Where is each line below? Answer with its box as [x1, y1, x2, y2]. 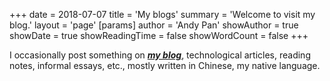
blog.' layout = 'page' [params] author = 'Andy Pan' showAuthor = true [9, 19, 299, 31]
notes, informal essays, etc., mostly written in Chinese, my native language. [9, 60, 321, 71]
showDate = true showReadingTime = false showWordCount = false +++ [9, 30, 309, 41]
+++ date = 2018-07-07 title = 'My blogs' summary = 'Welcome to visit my [9, 9, 316, 20]
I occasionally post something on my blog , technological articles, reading [9, 49, 311, 61]
